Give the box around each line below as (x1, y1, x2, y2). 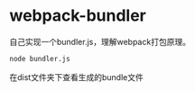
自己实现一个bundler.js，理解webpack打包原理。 (9, 36, 191, 47)
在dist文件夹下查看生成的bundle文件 (9, 71, 144, 82)
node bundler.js (9, 54, 70, 63)
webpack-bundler (9, 5, 146, 26)
